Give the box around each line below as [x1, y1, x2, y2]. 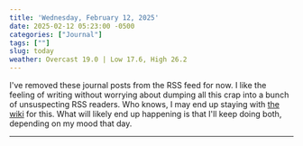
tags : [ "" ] [9, 38, 50, 48]
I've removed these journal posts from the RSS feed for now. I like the [9, 80, 267, 90]
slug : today [9, 47, 54, 56]
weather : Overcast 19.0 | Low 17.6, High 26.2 [9, 55, 188, 64]
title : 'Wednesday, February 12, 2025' [9, 13, 160, 23]
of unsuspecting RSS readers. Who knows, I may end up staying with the [9, 99, 280, 109]
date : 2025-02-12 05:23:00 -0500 [9, 22, 135, 31]
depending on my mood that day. [9, 118, 133, 129]
